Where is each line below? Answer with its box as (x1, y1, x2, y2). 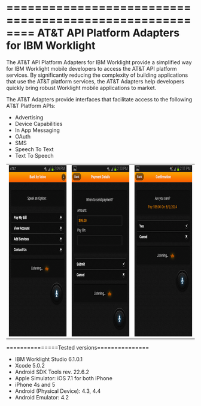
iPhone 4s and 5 (14, 381, 56, 389)
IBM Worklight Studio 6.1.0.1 (14, 356, 83, 363)
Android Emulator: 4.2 (14, 394, 69, 401)
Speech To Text (14, 145, 54, 153)
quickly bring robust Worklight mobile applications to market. (6, 84, 157, 91)
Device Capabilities (14, 120, 63, 127)
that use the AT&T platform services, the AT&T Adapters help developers (6, 77, 184, 85)
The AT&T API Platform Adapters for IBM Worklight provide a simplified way (6, 58, 192, 66)
